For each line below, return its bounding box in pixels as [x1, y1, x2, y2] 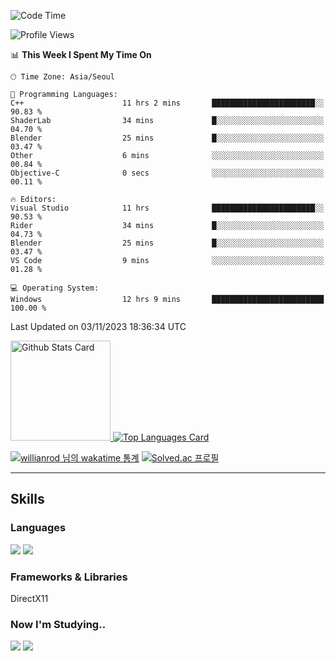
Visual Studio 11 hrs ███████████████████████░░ [10, 203, 325, 213]
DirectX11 [10, 592, 49, 604]
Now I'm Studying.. [10, 617, 107, 631]
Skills [10, 491, 45, 508]
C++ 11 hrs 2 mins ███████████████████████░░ [10, 98, 325, 108]
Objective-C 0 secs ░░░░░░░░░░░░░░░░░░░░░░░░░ [10, 168, 325, 178]
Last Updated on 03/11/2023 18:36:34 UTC [10, 321, 187, 332]
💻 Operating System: [10, 283, 100, 293]
